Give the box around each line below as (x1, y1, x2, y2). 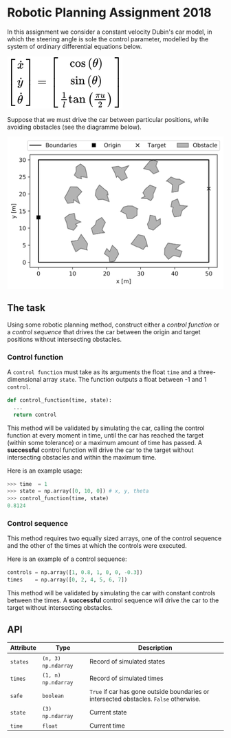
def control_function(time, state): (7, 396, 112, 404)
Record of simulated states (89, 657, 166, 666)
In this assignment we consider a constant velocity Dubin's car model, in (7, 28, 212, 36)
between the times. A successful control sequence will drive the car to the (7, 596, 219, 604)
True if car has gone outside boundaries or (89, 688, 210, 696)
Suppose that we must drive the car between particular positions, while (7, 115, 209, 123)
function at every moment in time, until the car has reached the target (7, 431, 204, 439)
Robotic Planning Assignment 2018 (7, 5, 212, 21)
